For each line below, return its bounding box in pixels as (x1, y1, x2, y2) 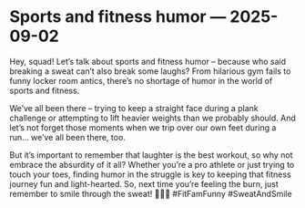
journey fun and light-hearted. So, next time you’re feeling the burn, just (9, 178, 280, 189)
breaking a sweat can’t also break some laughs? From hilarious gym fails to (9, 66, 291, 77)
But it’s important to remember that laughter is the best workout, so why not (9, 149, 293, 161)
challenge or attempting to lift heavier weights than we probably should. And (9, 112, 296, 123)
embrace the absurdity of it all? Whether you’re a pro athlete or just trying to (9, 159, 295, 170)
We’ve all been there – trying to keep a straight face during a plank (9, 102, 259, 113)
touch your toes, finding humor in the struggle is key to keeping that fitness (9, 169, 291, 180)
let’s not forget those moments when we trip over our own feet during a (9, 121, 277, 133)
